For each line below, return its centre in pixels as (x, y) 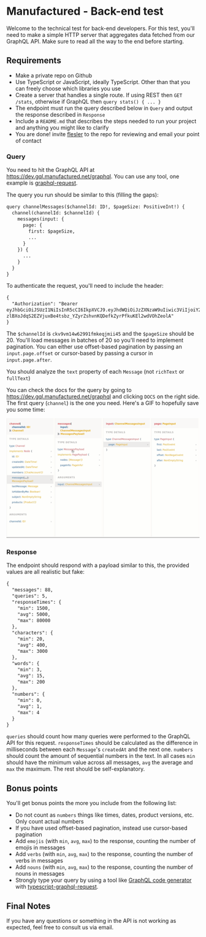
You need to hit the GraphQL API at (51, 170)
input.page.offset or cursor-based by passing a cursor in (80, 353)
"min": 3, (30, 670)
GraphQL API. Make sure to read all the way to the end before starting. (95, 41)
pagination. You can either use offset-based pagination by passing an (94, 347)
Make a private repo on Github (54, 75)
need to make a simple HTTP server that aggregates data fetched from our (101, 34)
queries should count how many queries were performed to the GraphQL (98, 736)
